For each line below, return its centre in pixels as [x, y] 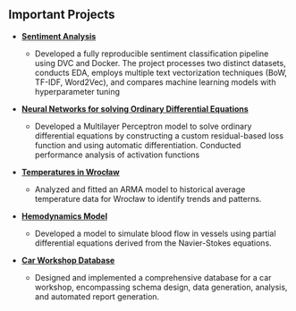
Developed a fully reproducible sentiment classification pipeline [152, 54]
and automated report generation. [97, 296]
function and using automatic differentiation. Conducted [138, 145]
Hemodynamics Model [64, 216]
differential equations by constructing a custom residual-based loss [159, 135]
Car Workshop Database [68, 260]
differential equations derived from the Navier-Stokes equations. [153, 243]
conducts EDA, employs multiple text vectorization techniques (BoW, [161, 72]
